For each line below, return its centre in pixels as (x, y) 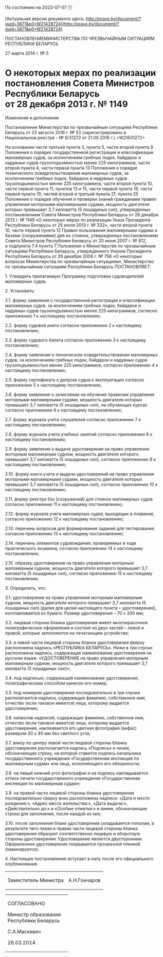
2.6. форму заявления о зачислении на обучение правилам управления (80, 394)
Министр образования (34, 914)
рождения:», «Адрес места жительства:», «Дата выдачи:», (66, 803)
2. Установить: (20, 291)
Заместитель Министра (36, 880)
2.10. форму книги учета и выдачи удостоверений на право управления (80, 474)
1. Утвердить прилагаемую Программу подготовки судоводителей (74, 276)
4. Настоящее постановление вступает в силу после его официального (79, 859)
